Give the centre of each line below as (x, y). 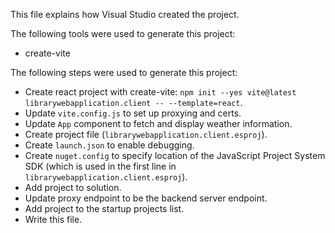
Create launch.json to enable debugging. (109, 145)
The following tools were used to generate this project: (123, 33)
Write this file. (53, 219)
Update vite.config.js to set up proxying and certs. (133, 113)
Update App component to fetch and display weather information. (158, 123)
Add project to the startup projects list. (104, 208)
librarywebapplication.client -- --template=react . (133, 102)
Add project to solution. (73, 187)
